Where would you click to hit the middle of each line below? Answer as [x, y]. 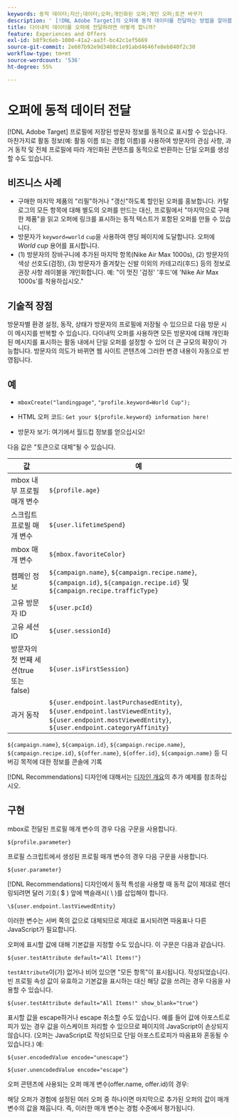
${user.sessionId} [80, 631]
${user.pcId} [71, 608]
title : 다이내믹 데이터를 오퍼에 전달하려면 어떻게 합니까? [82, 27]
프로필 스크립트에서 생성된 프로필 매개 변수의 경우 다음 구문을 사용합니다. [108, 856]
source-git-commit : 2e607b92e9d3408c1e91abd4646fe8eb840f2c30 [101, 47]
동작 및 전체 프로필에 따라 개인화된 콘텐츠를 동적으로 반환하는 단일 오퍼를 [115, 149]
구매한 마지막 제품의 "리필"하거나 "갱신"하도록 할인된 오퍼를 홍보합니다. [116, 201]
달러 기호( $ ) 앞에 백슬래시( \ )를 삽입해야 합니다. [100, 893]
